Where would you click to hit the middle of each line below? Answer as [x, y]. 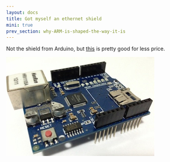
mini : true [20, 25]
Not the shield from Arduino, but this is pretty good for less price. [86, 49]
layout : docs [22, 12]
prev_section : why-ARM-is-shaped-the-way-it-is [66, 31]
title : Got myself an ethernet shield [54, 19]
